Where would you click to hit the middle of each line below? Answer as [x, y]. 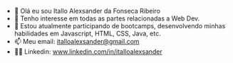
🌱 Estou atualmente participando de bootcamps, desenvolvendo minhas [120, 26]
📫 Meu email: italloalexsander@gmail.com [77, 41]
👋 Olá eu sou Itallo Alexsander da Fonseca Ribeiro [87, 11]
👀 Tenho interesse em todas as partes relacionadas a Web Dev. [107, 18]
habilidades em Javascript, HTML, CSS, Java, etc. [88, 33]
